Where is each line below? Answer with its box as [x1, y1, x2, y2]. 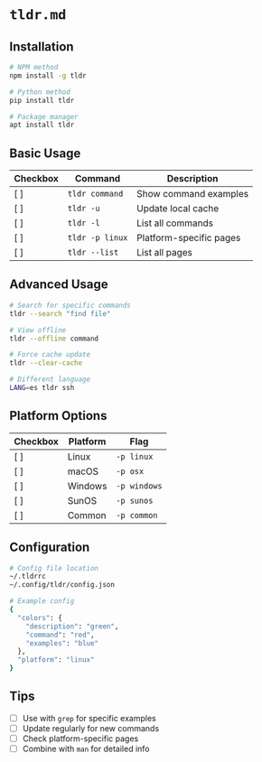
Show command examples [136, 188, 249, 200]
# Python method [9, 88, 70, 97]
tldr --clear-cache [9, 358, 83, 367]
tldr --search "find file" [9, 309, 111, 318]
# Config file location [9, 563, 99, 572]
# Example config [9, 597, 75, 606]
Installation [9, 39, 74, 54]
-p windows [116, 480, 163, 491]
